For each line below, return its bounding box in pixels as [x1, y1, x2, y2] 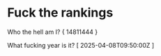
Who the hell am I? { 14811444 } [7, 28, 98, 36]
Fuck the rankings [7, 5, 114, 21]
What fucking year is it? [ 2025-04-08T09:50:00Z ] [7, 41, 155, 49]
